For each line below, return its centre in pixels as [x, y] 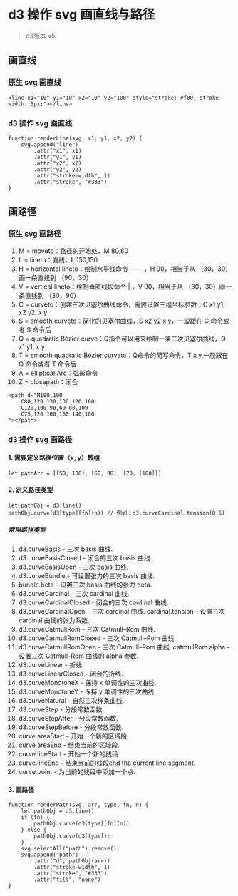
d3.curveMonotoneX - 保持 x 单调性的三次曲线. [87, 682]
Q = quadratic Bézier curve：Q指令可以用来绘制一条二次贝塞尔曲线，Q [122, 339]
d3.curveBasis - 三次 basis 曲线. [66, 549]
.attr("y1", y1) [58, 157]
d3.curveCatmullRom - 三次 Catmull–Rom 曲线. [87, 629]
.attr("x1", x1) [58, 150]
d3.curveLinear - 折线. [51, 664]
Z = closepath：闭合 [48, 381]
